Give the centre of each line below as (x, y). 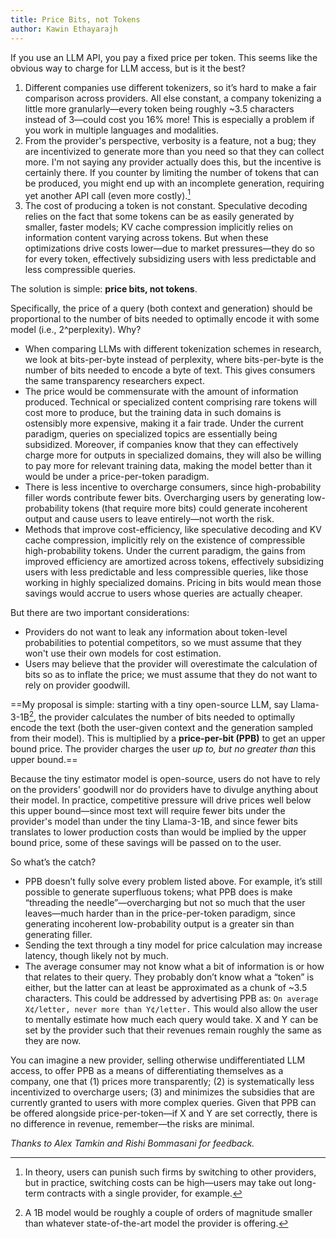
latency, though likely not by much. (96, 955)
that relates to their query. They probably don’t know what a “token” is (169, 977)
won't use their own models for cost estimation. (123, 653)
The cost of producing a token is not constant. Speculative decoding (166, 206)
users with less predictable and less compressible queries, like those (166, 572)
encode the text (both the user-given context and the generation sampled (162, 727)
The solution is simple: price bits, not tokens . (104, 289)
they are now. (53, 1040)
